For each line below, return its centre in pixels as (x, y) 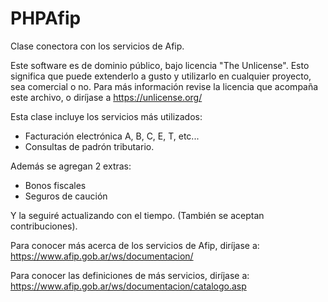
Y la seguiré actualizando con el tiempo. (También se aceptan (137, 215)
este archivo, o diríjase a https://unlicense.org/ (106, 97)
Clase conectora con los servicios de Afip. (97, 46)
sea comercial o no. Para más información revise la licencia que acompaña (164, 86)
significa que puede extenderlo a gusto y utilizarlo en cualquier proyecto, (161, 76)
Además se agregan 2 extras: (71, 166)
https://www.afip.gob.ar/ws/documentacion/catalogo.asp (128, 286)
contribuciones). (44, 226)
